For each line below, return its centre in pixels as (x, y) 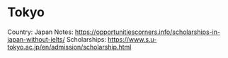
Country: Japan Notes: (40, 32)
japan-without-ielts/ (36, 39)
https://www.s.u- (132, 39)
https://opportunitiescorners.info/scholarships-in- (148, 32)
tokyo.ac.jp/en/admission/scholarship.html (69, 47)
